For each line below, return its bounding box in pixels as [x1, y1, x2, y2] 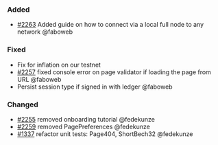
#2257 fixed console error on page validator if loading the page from [16, 67, 211, 76]
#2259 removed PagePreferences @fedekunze [16, 122, 151, 131]
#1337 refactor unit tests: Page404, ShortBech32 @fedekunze [16, 129, 193, 138]
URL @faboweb [16, 75, 62, 83]
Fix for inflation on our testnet [16, 60, 101, 69]
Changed [7, 100, 39, 109]
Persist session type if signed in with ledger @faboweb [16, 82, 173, 91]
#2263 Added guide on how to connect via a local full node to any [16, 21, 204, 29]
